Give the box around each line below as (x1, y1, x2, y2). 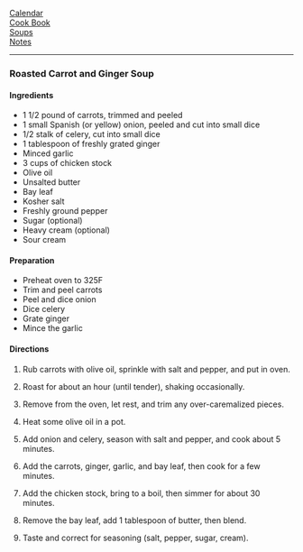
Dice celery (22, 304, 66, 315)
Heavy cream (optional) (22, 225, 111, 235)
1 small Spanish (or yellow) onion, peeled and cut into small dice (22, 119, 261, 130)
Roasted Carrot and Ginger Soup (9, 67, 155, 79)
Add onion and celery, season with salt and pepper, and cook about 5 (22, 433, 281, 445)
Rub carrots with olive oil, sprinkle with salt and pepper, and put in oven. (22, 363, 290, 374)
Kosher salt (22, 196, 65, 207)
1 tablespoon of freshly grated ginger (22, 139, 161, 150)
